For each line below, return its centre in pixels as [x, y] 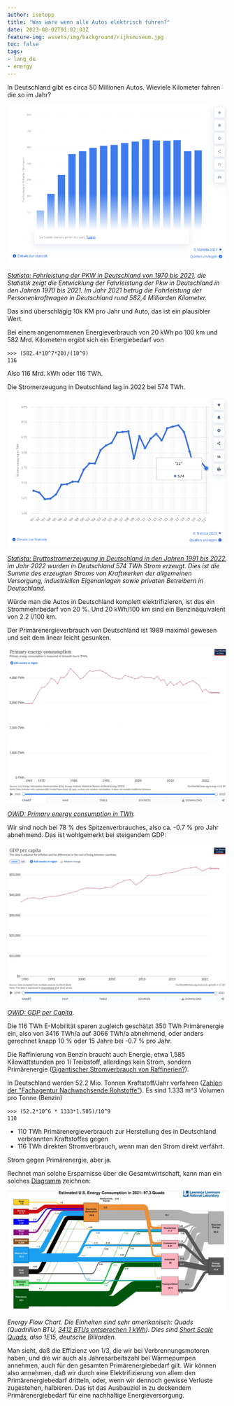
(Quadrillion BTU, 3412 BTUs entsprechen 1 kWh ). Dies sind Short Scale [110, 1330]
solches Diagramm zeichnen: [49, 1181]
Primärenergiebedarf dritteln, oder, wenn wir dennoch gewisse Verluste [110, 1380]
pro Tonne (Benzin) [35, 1097]
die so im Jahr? [29, 94]
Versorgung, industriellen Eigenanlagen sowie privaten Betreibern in [105, 581]
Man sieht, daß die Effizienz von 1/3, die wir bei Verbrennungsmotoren [108, 1351]
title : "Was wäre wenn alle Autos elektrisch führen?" [89, 22]
